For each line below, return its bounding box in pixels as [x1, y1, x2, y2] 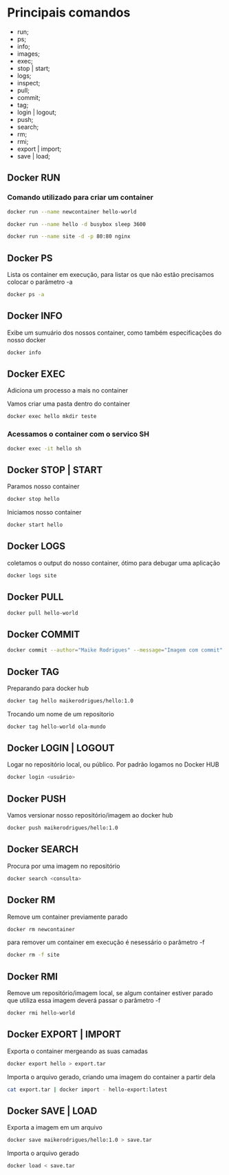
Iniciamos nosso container [7, 508, 82, 517]
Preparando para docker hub [7, 684, 89, 692]
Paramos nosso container [7, 482, 80, 490]
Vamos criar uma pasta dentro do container [7, 399, 131, 408]
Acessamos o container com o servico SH [7, 429, 150, 439]
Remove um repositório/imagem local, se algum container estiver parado [7, 989, 213, 997]
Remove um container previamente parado [7, 913, 129, 921]
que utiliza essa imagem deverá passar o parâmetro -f [7, 997, 161, 1005]
